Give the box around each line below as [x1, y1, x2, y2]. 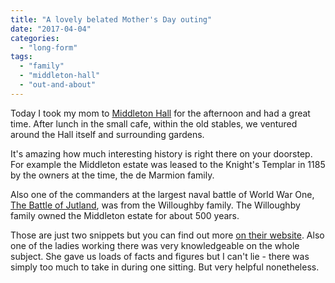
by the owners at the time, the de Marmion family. [10, 169, 215, 181]
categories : [10, 33, 60, 43]
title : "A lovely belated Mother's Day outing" [10, 14, 213, 25]
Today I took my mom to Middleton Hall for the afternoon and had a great [10, 107, 311, 119]
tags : [10, 52, 33, 62]
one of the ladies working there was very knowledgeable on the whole [10, 239, 300, 251]
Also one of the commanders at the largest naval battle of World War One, [10, 188, 315, 200]
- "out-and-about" [19, 80, 97, 90]
